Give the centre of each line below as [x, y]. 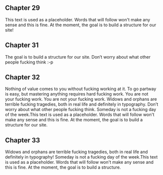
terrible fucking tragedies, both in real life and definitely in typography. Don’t [82, 104]
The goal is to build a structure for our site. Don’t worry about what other [78, 57]
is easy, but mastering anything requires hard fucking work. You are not [77, 94]
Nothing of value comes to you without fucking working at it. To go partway [81, 89]
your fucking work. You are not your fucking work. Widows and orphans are [81, 99]
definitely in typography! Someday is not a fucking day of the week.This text [81, 157]
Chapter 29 [23, 8]
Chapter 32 [23, 77]
